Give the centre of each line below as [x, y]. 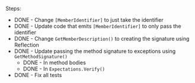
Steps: [13, 9]
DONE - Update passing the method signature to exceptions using [95, 51]
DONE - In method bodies [55, 62]
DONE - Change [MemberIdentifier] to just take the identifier [89, 20]
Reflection [27, 45]
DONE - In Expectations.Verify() [64, 69]
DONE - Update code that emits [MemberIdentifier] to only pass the [97, 26]
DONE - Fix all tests [38, 75]
